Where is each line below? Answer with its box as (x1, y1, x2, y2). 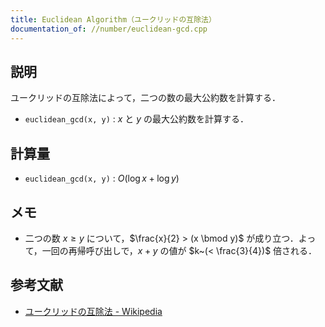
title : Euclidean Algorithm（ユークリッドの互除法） (10, 14, 217, 25)
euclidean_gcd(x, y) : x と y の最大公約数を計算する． (24, 113, 250, 125)
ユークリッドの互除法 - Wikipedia (24, 305, 163, 317)
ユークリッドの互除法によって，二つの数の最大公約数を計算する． (10, 92, 281, 104)
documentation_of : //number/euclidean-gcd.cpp (10, 24, 208, 34)
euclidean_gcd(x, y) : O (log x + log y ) (24, 172, 180, 185)
